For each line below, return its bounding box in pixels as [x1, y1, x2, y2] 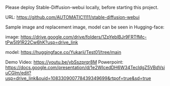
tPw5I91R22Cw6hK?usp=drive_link [5, 39, 78, 45]
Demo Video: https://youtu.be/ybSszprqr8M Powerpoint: [5, 59, 123, 65]
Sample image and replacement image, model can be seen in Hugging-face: [5, 24, 165, 30]
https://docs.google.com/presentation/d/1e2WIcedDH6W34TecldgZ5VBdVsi [5, 65, 165, 70]
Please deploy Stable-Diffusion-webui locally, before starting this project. [5, 5, 159, 10]
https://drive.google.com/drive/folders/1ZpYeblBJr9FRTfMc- [20, 34, 147, 40]
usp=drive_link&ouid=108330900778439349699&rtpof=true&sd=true [5, 75, 151, 81]
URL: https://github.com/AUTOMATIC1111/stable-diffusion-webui [5, 14, 140, 20]
